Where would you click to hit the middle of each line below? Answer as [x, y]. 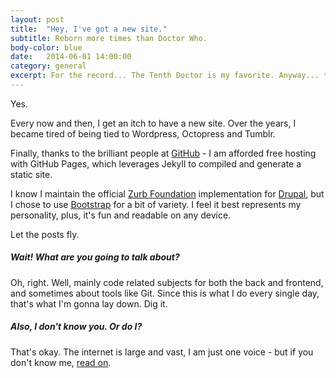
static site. [31, 174]
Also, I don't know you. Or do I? [76, 327]
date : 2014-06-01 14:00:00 [71, 57]
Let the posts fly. [45, 234]
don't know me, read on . [61, 362]
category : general [48, 66]
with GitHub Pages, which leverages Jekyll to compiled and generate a [156, 163]
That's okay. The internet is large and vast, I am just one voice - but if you [162, 352]
